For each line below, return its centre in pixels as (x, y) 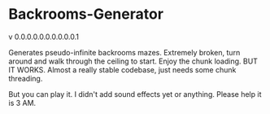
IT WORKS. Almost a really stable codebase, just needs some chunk (122, 69)
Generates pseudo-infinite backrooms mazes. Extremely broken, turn (124, 52)
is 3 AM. (22, 103)
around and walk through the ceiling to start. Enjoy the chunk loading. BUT (133, 61)
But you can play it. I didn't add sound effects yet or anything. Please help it (135, 94)
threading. (26, 78)
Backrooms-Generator (86, 14)
